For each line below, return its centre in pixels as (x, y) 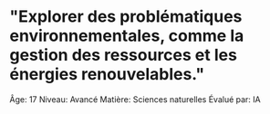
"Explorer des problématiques (126, 17)
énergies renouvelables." (107, 75)
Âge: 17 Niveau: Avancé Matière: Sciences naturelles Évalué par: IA (135, 99)
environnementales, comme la (127, 36)
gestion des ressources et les (123, 55)
